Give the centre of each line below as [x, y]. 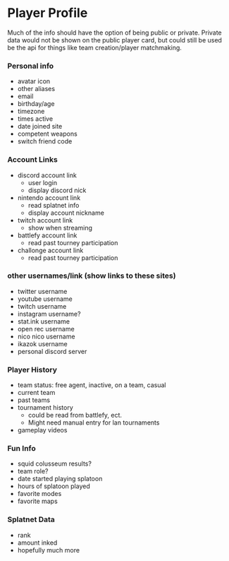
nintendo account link [49, 197]
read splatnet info [54, 205]
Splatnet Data [31, 519]
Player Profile [48, 13]
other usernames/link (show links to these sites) [92, 276]
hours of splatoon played [54, 486]
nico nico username [46, 336]
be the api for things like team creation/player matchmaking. [94, 47]
